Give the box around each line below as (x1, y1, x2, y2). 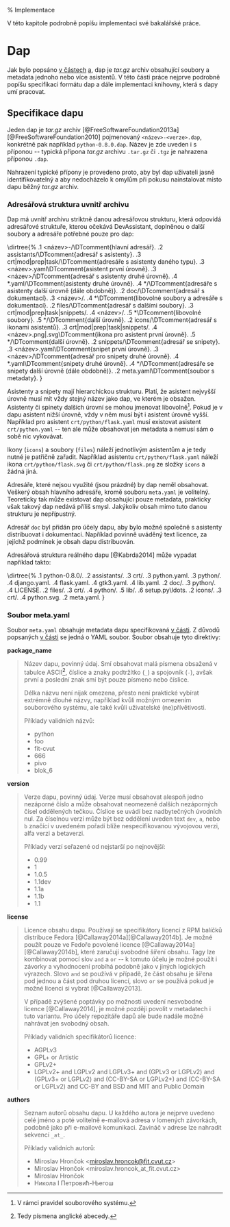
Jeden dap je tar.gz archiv (7, 125, 81, 134)
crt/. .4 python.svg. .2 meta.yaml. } (7, 593, 105, 602)
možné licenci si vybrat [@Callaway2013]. (23, 984, 142, 992)
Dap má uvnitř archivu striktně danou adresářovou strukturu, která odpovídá (7, 215, 222, 223)
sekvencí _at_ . (23, 1130, 66, 1139)
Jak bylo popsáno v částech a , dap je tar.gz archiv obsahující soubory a (7, 65, 210, 74)
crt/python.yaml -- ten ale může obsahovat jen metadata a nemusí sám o (7, 425, 214, 433)
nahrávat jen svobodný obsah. (23, 1019, 110, 1027)
